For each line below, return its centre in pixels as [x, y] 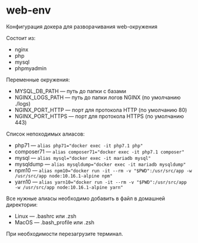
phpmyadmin [31, 68]
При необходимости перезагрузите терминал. [65, 234]
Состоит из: [21, 38]
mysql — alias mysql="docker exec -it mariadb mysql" [83, 157]
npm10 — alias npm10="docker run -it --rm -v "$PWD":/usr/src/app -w [103, 170]
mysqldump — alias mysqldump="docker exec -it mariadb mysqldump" [100, 164]
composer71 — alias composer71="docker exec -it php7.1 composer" [99, 152]
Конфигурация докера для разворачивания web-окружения [82, 27]
